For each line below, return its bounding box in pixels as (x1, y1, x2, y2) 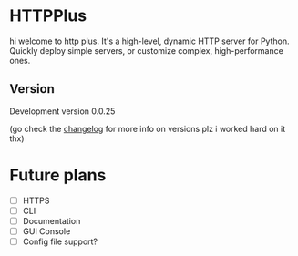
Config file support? (22, 236, 98, 247)
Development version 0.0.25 (9, 106, 116, 117)
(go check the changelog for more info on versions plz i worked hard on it (9, 123, 286, 134)
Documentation (22, 215, 81, 226)
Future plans (9, 165, 107, 185)
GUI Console (22, 225, 71, 237)
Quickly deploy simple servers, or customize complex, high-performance (9, 45, 284, 56)
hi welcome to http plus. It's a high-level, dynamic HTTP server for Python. (9, 36, 290, 46)
